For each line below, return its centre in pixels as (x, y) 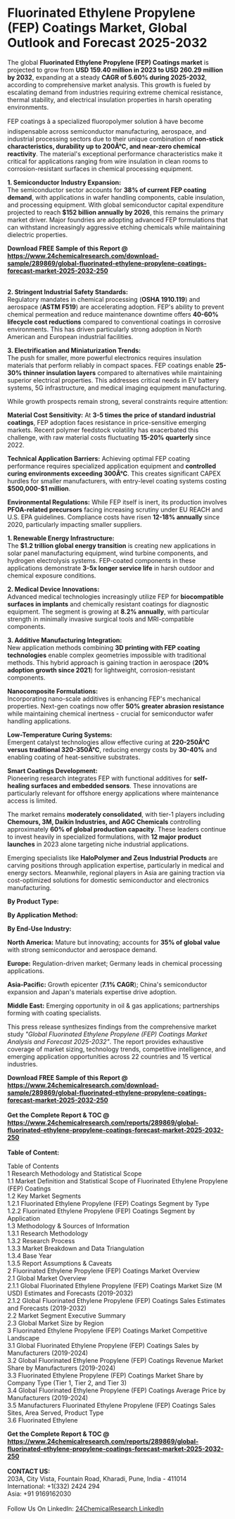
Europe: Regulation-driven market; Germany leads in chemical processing (115, 963)
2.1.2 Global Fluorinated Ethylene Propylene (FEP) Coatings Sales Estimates (116, 1300)
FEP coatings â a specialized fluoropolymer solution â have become (106, 121)
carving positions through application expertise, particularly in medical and (116, 865)
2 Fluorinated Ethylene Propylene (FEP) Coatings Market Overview (104, 1271)
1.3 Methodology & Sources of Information (69, 1226)
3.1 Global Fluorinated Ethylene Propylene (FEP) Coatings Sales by (103, 1345)
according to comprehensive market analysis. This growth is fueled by (109, 84)
